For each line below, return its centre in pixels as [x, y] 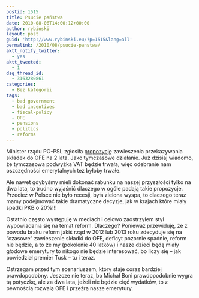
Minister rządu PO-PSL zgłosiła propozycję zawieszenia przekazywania [94, 151]
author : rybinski [28, 28]
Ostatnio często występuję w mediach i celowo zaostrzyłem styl [85, 219]
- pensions [25, 124]
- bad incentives [33, 106]
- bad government [33, 101]
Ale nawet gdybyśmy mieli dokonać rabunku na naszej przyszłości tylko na [99, 182]
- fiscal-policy [32, 112]
